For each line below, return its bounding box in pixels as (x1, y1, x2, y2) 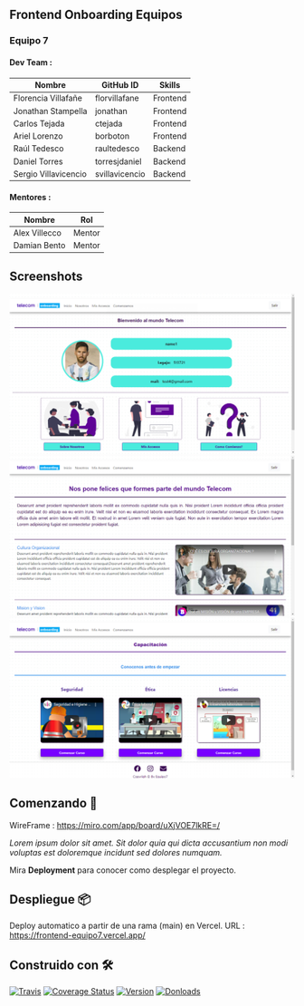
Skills (159, 80, 181, 91)
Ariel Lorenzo (13, 131, 63, 141)
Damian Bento (13, 240, 66, 251)
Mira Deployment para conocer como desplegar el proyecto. (9, 865, 237, 875)
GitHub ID (101, 80, 139, 91)
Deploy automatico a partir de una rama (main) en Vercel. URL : (9, 920, 246, 932)
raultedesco (94, 143, 140, 154)
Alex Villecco (13, 227, 62, 238)
